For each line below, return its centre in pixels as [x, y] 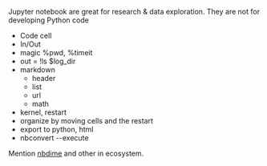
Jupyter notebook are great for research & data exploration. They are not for [134, 12]
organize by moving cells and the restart [87, 121]
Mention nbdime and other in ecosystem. [76, 153]
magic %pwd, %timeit [56, 53]
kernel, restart [43, 112]
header [44, 78]
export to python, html [57, 129]
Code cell [36, 36]
